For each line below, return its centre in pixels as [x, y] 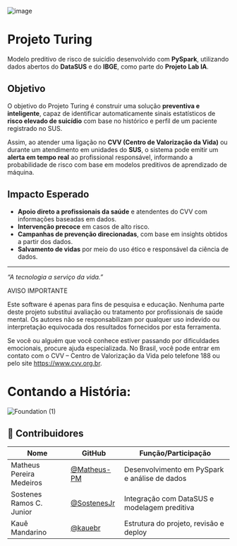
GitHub [94, 453]
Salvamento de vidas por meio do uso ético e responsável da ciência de [123, 249]
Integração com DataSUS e [169, 499]
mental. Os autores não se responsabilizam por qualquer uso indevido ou [114, 319]
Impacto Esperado [48, 194]
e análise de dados [156, 479]
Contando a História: [69, 391]
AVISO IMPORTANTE [38, 291]
